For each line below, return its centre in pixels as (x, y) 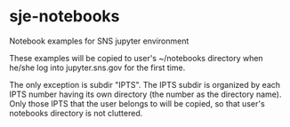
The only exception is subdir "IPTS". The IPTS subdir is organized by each (145, 84)
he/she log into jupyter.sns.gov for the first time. (97, 67)
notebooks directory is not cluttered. (76, 113)
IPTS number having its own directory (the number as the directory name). (145, 94)
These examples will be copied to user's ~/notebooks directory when (137, 58)
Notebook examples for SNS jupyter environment (99, 41)
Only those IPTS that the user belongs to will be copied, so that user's (137, 103)
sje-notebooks (64, 16)
